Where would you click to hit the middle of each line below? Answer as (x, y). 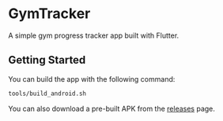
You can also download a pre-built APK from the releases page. (112, 108)
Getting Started (47, 60)
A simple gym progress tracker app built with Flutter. (94, 35)
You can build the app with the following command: (92, 79)
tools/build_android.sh (47, 93)
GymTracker (49, 14)
